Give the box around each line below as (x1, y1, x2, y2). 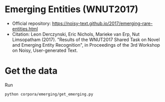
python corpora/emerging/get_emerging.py (5, 91, 94, 97)
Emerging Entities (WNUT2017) (5, 4, 139, 15)
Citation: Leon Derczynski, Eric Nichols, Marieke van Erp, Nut (12, 31, 140, 37)
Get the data (5, 65, 58, 77)
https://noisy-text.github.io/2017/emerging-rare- (52, 20, 153, 26)
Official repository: (12, 20, 51, 26)
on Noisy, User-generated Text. (12, 47, 78, 53)
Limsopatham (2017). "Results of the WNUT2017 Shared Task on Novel (12, 37, 160, 43)
